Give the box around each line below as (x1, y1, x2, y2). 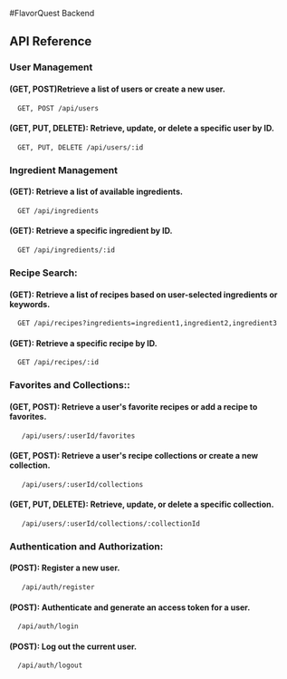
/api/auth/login (17, 622, 79, 631)
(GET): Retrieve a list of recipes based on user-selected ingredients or (9, 289, 278, 300)
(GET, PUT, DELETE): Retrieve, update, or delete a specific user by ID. (9, 122, 274, 134)
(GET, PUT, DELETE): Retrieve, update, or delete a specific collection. (9, 499, 274, 510)
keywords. (9, 298, 51, 309)
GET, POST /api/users (17, 103, 100, 112)
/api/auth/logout (17, 661, 83, 670)
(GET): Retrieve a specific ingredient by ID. (9, 226, 173, 237)
